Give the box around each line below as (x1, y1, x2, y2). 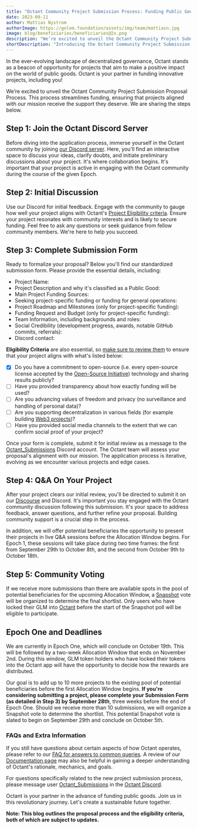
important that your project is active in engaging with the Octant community (6, 164, 189, 171)
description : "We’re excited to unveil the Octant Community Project (6, 36, 180, 42)
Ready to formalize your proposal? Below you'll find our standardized (6, 261, 173, 268)
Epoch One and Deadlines (6, 627, 103, 637)
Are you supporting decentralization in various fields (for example (14, 408, 174, 415)
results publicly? (14, 377, 55, 384)
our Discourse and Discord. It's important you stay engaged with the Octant (6, 497, 189, 504)
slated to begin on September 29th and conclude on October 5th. (6, 717, 164, 724)
